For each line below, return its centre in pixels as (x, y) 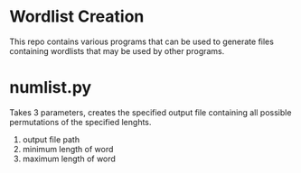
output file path (51, 139)
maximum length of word (69, 159)
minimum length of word (68, 149)
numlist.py (51, 88)
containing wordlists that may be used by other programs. (117, 50)
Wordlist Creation (77, 17)
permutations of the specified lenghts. (80, 122)
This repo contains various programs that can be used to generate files (141, 41)
